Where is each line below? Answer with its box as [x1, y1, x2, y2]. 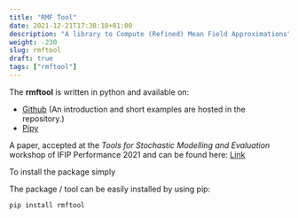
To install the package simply [9, 166, 116, 177]
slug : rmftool [9, 46, 62, 55]
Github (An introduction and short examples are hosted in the [21, 104, 246, 114]
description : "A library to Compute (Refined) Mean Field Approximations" [9, 29, 292, 38]
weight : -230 [9, 37, 58, 47]
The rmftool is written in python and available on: [9, 86, 190, 97]
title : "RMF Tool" [9, 12, 77, 22]
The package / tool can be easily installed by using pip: [9, 183, 211, 194]
